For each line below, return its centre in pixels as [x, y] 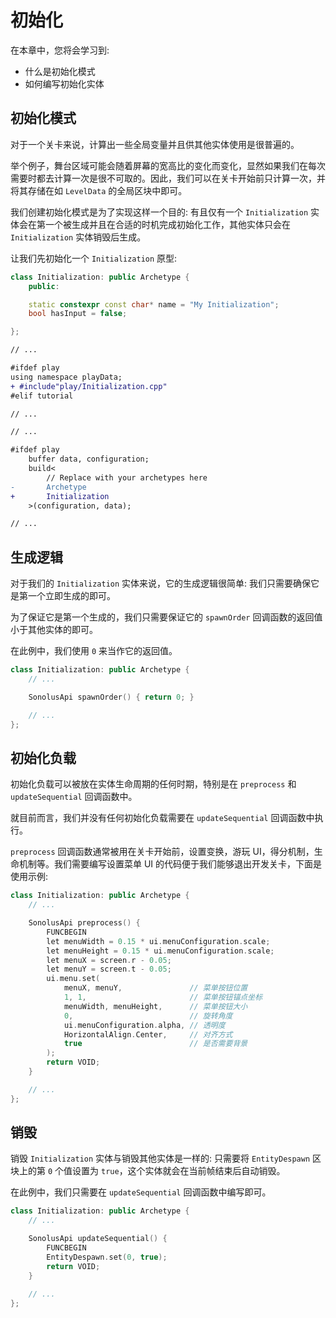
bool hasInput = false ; [78, 314]
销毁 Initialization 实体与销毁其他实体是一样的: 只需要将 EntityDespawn [160, 1158]
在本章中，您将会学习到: [60, 50]
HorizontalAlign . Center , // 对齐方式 [148, 1034]
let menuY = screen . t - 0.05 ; [109, 969]
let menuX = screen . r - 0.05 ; [109, 960]
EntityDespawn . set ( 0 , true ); [107, 1257]
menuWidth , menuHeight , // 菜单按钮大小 [155, 1006]
